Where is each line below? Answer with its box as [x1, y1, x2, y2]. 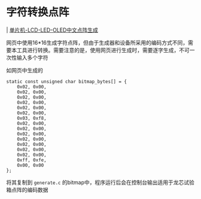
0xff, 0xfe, [17, 157, 47, 163]
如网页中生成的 [6, 66, 43, 74]
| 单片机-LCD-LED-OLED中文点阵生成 [6, 26, 99, 33]
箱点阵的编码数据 [6, 186, 48, 193]
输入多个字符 [16, 54, 48, 61]
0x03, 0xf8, [17, 115, 47, 121]
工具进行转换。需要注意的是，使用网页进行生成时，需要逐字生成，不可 [16, 46, 190, 54]
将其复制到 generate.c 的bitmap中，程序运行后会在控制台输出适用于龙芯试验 [6, 179, 194, 186]
